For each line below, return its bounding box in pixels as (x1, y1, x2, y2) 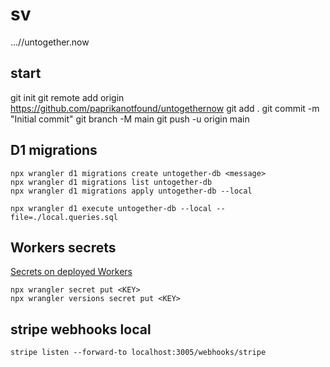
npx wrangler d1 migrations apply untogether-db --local (10, 186, 253, 196)
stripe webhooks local (10, 321, 152, 338)
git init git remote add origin (10, 91, 125, 103)
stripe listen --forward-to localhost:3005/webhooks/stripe (10, 348, 267, 358)
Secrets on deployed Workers (10, 266, 133, 278)
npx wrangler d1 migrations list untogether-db (10, 177, 213, 187)
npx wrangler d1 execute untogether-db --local (10, 203, 213, 213)
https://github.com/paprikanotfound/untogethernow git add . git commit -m (10, 102, 320, 114)
